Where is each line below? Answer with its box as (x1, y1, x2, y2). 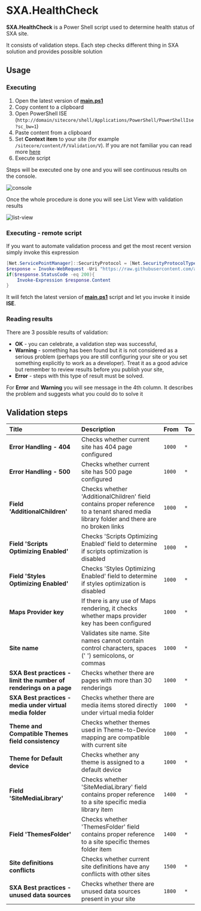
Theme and (9, 722, 42, 730)
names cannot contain (81, 637, 144, 645)
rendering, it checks (81, 604, 138, 613)
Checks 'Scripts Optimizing (81, 532, 158, 540)
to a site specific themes (81, 838, 150, 846)
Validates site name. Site (81, 629, 150, 637)
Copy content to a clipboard (14, 103, 84, 110)
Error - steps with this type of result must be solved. (14, 372, 144, 379)
